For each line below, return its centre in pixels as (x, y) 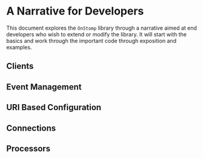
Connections (31, 128)
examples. (19, 47)
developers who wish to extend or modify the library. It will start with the (96, 34)
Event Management (44, 87)
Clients (20, 66)
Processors (28, 149)
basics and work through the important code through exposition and (92, 41)
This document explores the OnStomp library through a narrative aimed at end (101, 28)
